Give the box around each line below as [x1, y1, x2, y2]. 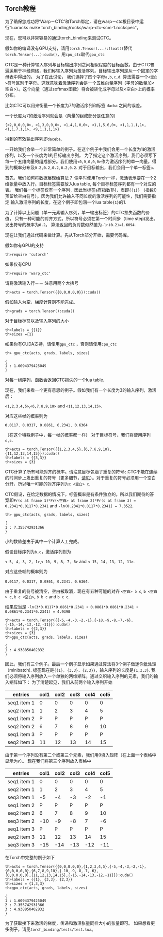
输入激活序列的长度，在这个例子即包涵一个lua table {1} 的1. [10, 199, 127, 205]
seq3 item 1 [7, 794, 35, 801]
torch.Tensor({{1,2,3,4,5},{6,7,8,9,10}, [26, 447, 112, 452]
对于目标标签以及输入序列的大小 [5, 318, 69, 324]
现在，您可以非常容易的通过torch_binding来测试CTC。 [5, 35, 114, 40]
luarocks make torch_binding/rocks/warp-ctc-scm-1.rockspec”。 [11, 24, 141, 30]
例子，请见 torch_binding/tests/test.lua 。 [9, 926, 96, 932]
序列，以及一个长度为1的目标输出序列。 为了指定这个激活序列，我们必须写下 [5, 152, 157, 158]
